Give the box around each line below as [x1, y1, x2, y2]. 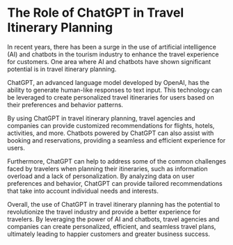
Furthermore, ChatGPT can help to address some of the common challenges [7, 157, 227, 165]
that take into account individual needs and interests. [7, 187, 159, 195]
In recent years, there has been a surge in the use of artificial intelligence [7, 42, 217, 51]
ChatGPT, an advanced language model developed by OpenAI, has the [7, 78, 210, 86]
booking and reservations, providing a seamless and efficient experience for [7, 136, 226, 144]
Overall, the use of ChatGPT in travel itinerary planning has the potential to [7, 200, 220, 208]
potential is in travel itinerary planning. [7, 65, 117, 73]
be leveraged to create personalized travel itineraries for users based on [7, 93, 214, 102]
